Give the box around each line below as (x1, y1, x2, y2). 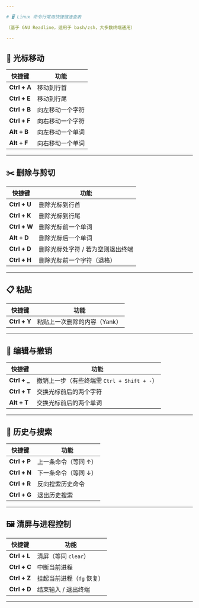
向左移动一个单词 (37, 128, 85, 136)
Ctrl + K (9, 212, 31, 220)
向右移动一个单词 (37, 139, 85, 148)
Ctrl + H (9, 256, 31, 264)
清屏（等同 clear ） (37, 552, 90, 561)
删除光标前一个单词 (38, 223, 93, 231)
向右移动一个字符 (37, 117, 85, 125)
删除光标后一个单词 (38, 234, 93, 242)
